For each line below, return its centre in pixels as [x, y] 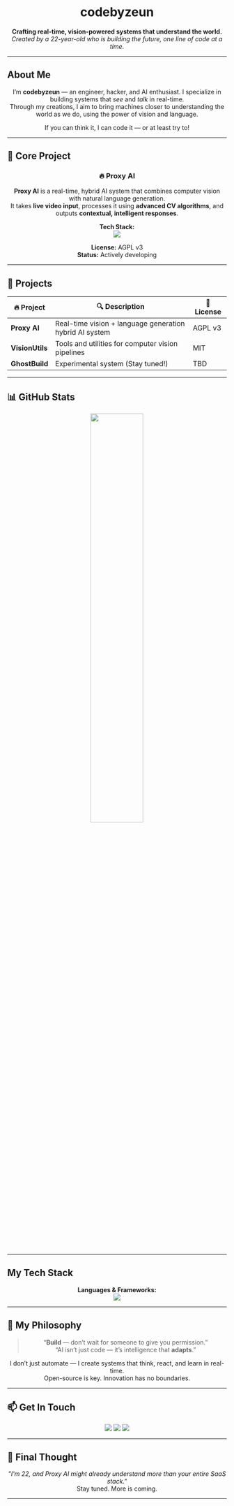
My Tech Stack [40, 1273]
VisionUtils [29, 348]
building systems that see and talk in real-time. [117, 99]
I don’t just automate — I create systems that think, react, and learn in [109, 1363]
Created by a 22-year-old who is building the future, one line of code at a [117, 38]
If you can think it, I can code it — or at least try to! [117, 127]
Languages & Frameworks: [117, 1289]
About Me [29, 75]
